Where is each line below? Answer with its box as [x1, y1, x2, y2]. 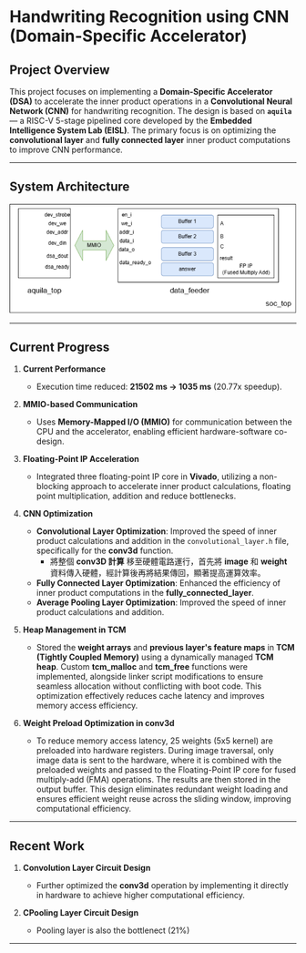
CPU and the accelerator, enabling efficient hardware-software [36, 426, 273, 437]
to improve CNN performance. [9, 144, 123, 155]
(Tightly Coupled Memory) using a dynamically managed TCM [36, 651, 274, 662]
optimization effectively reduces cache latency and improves [36, 691, 265, 702]
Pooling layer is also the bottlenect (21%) [36, 925, 190, 936]
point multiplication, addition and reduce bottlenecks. [36, 490, 237, 502]
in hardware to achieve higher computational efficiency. [36, 890, 246, 901]
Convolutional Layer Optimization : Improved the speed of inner [36, 526, 278, 537]
